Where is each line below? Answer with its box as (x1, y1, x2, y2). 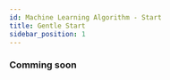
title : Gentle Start (9, 21, 87, 30)
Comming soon (9, 59, 78, 71)
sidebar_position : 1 (9, 29, 87, 38)
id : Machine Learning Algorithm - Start (9, 12, 163, 22)
